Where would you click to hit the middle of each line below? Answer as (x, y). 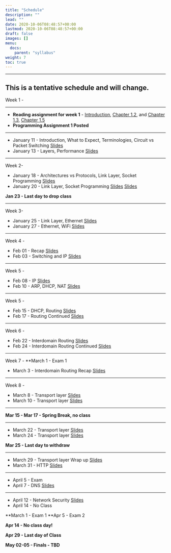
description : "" (22, 15)
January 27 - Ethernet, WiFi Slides (49, 226)
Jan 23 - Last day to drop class (38, 196)
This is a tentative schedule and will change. (77, 87)
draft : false (19, 34)
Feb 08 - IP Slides (31, 281)
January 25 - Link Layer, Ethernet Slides (55, 221)
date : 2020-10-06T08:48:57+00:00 (41, 24)
